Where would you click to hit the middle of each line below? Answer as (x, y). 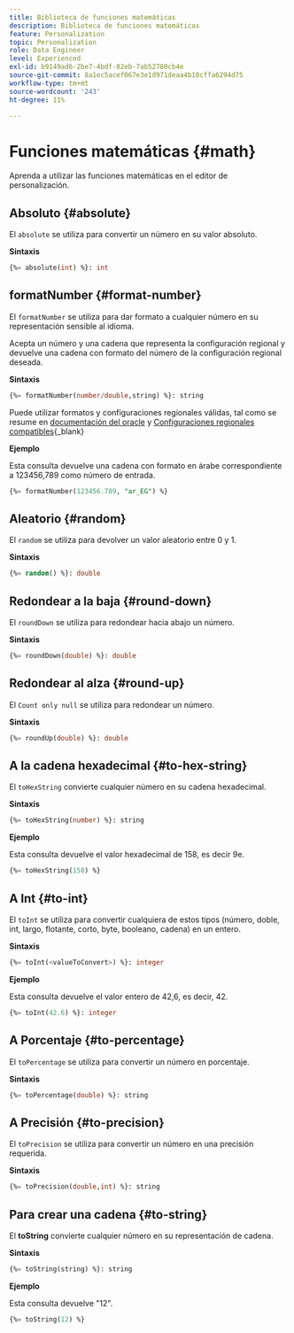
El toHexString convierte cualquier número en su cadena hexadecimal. (138, 787)
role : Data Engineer (47, 50)
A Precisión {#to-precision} (87, 1123)
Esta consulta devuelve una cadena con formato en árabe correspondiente (146, 465)
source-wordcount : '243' (55, 91)
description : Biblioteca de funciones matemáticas (104, 26)
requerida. (28, 1153)
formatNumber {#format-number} (105, 295)
